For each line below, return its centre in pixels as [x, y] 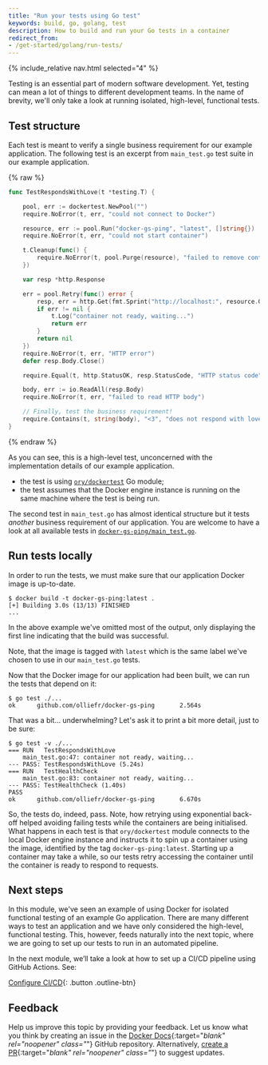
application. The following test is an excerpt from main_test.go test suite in [131, 154]
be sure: [22, 728]
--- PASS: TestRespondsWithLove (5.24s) [77, 764]
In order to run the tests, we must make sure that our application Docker [126, 575]
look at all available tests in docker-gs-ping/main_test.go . [102, 531]
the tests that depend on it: [53, 684]
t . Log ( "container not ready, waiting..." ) [122, 317]
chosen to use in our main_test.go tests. [75, 660]
